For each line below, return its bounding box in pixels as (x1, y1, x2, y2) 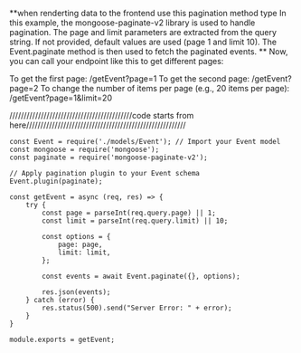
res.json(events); (42, 288, 111, 297)
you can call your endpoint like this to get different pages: (9, 56, 224, 66)
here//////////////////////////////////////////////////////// (9, 119, 187, 130)
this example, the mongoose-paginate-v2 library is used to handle (9, 17, 256, 28)
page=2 (9, 83, 39, 93)
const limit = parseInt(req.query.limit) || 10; (42, 216, 229, 225)
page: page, (57, 240, 103, 249)
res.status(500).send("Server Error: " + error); (42, 303, 232, 312)
